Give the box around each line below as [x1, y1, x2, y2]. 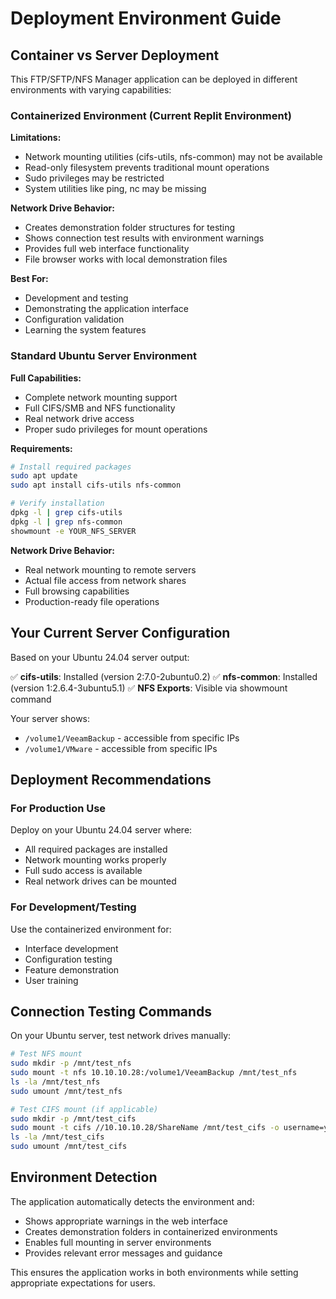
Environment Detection [10, 1169, 158, 1186]
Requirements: [10, 442, 73, 454]
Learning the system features [24, 324, 147, 336]
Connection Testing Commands [10, 1003, 213, 1020]
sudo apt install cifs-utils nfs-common [10, 480, 182, 491]
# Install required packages [10, 462, 132, 472]
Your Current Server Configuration [10, 625, 231, 642]
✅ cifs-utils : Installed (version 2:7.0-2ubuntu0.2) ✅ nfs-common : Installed [10, 670, 318, 682]
